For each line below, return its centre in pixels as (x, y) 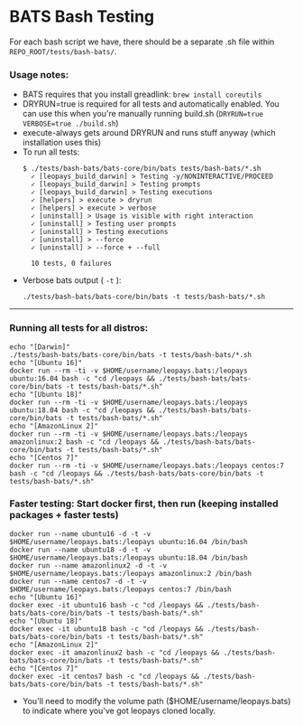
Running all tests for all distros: (79, 328)
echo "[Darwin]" (40, 347)
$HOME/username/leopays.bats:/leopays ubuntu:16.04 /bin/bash (129, 541)
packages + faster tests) (64, 515)
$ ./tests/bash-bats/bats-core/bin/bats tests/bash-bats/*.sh (142, 169)
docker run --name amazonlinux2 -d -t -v (88, 565)
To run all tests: (51, 152)
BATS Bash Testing (82, 17)
